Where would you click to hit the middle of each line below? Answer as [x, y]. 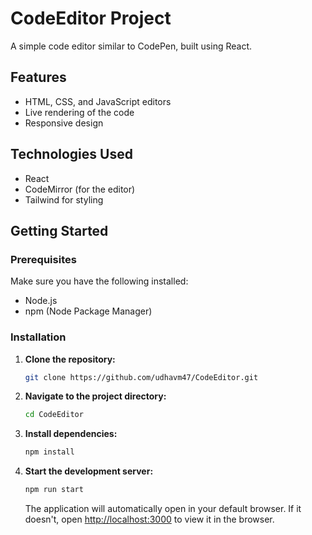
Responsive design [64, 123]
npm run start [54, 490]
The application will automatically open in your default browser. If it [163, 509]
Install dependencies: [71, 434]
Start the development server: [89, 471]
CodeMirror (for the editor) [80, 189]
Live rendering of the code [79, 112]
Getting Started [59, 230]
